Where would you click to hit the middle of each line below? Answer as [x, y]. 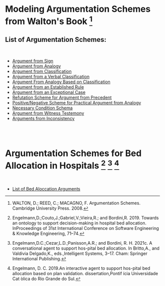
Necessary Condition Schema [42, 108]
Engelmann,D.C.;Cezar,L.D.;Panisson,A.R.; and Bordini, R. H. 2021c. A [82, 243]
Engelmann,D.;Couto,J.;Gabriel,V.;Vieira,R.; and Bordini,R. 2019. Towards [85, 218]
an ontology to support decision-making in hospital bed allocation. [79, 223]
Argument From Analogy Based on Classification [61, 82]
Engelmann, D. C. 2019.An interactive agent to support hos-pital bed [81, 268]
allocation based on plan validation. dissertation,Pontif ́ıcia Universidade [85, 273]
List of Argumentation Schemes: [56, 40]
